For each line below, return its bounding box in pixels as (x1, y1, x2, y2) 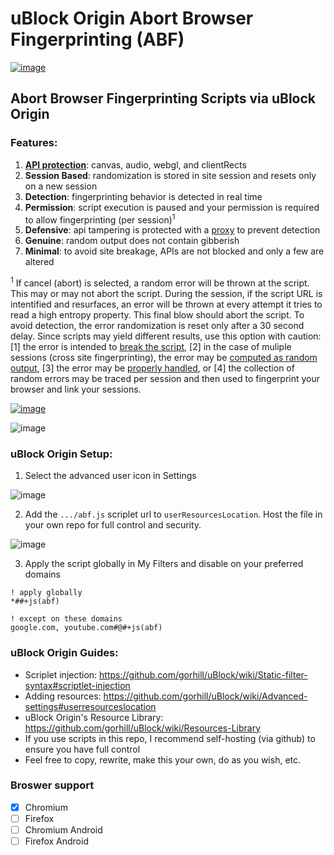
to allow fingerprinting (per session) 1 (24, 212, 176, 226)
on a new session (24, 180, 98, 192)
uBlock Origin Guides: (10, 646, 119, 660)
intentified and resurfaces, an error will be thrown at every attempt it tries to (10, 298, 323, 310)
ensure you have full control (24, 743, 141, 755)
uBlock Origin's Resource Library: (24, 711, 164, 723)
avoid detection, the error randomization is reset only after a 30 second (10, 319, 305, 331)
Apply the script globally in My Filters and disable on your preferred (24, 558, 304, 570)
